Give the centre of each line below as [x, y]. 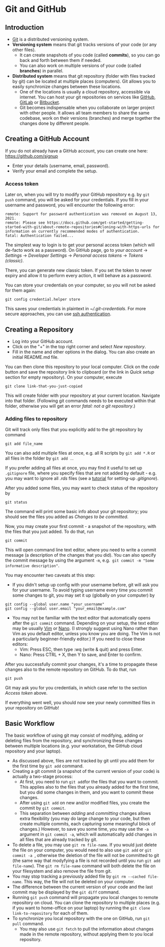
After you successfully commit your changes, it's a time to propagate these [81, 664]
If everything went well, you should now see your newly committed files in [80, 703]
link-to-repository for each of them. [50, 913]
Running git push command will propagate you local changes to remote [85, 898]
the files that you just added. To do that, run [49, 532]
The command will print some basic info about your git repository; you [76, 512]
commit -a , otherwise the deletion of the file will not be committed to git [85, 855]
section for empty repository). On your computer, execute [64, 377]
